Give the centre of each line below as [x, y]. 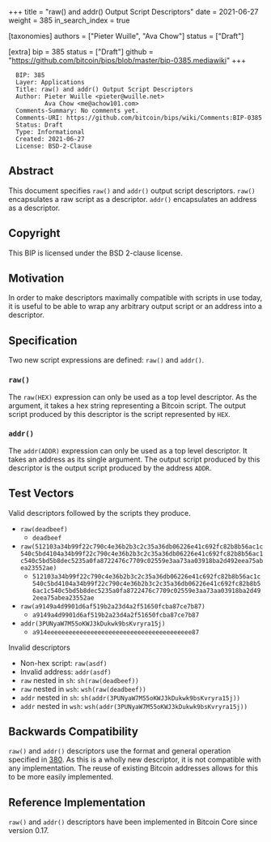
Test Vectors [41, 494]
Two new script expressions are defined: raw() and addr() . [106, 360]
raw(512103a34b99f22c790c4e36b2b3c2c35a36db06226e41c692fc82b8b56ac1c [142, 547]
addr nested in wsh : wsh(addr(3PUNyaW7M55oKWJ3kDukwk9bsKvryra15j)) [134, 706]
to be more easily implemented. [61, 777]
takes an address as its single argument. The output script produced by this [134, 459]
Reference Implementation [77, 802]
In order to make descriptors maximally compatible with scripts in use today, [135, 298]
